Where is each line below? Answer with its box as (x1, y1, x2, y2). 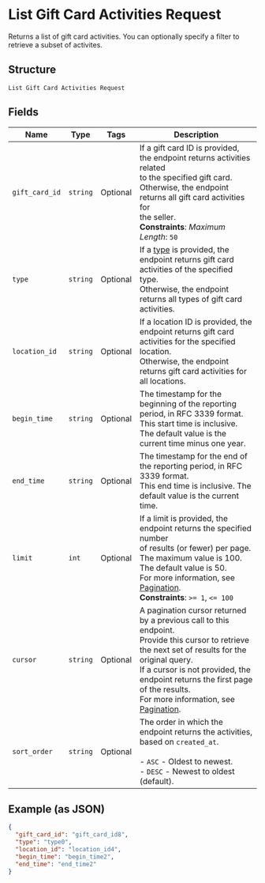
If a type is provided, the (139, 243, 230, 255)
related (139, 162, 166, 173)
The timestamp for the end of (139, 451, 248, 462)
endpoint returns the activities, (139, 726, 253, 737)
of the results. (139, 684, 191, 695)
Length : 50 (139, 231, 178, 242)
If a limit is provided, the (139, 512, 229, 523)
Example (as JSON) (8, 802, 105, 816)
